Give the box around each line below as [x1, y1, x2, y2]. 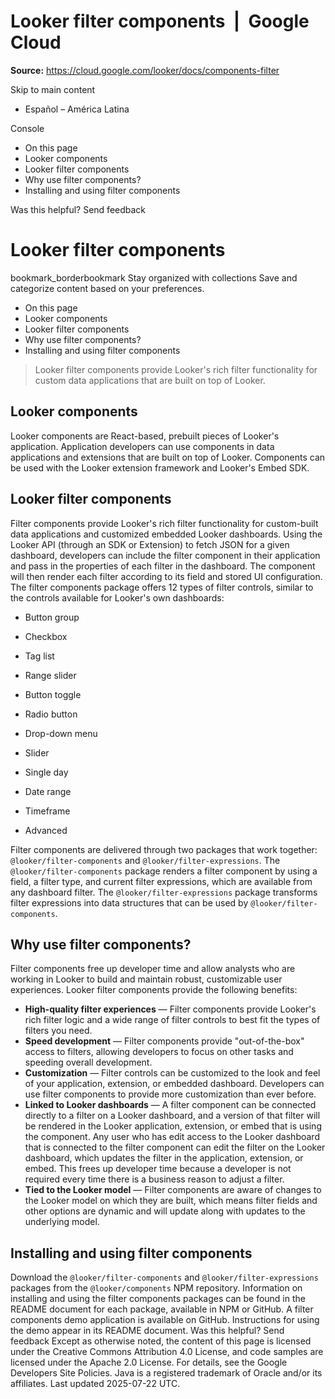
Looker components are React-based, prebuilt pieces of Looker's [10, 430, 280, 442]
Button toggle [24, 688, 82, 700]
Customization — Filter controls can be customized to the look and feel [24, 1067, 321, 1079]
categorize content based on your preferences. [10, 282, 205, 294]
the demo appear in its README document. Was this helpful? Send [10, 1325, 285, 1337]
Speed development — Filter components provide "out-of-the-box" [24, 1035, 305, 1047]
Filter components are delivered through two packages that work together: [10, 843, 318, 855]
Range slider [24, 669, 77, 681]
